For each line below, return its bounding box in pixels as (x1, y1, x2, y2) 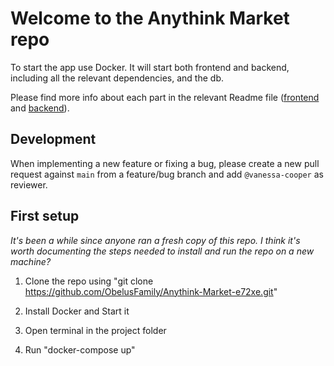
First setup (10, 208, 80, 225)
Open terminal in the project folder (24, 324, 167, 336)
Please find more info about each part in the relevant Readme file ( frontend (10, 91, 320, 103)
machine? (10, 255, 52, 267)
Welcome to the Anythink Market (10, 7, 290, 30)
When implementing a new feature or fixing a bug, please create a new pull (10, 157, 320, 169)
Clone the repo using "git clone (24, 275, 154, 287)
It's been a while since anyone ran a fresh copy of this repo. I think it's (10, 234, 301, 246)
